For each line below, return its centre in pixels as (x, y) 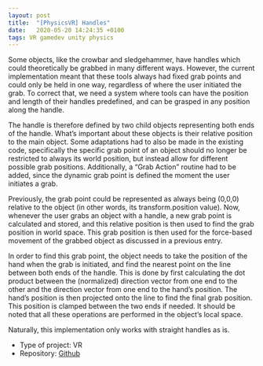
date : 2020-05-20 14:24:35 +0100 (66, 30)
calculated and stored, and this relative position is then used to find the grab (131, 224)
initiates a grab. (33, 184)
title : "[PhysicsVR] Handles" (59, 23)
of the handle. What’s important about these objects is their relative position (131, 134)
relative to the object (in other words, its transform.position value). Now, (124, 207)
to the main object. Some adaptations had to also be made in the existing (126, 142)
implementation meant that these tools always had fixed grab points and (125, 76)
